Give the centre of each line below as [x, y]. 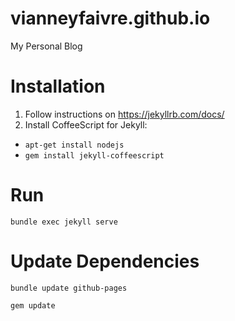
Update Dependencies [105, 261]
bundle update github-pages [69, 288]
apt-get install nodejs [74, 145]
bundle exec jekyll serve [64, 222]
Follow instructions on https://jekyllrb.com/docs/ [124, 114]
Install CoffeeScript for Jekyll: [86, 124]
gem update [33, 305]
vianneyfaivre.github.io [110, 18]
